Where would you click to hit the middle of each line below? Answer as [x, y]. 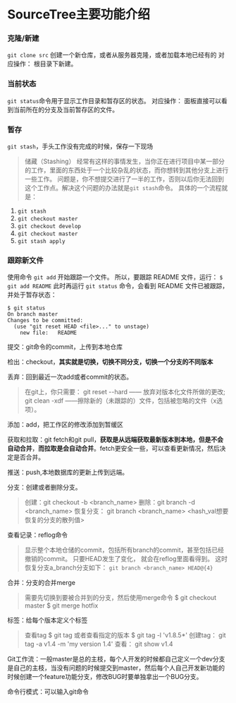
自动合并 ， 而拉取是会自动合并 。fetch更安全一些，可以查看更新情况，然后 [113, 449]
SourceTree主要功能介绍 [79, 14]
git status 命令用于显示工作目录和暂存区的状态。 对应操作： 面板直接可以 [114, 100]
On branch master [33, 314]
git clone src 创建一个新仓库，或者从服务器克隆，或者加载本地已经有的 [112, 55]
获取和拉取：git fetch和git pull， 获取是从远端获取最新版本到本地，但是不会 [116, 439]
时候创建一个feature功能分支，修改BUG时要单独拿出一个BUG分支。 [105, 677]
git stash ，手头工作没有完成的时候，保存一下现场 [80, 146]
